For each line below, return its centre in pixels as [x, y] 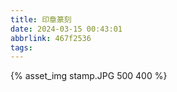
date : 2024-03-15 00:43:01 [66, 29]
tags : [21, 47]
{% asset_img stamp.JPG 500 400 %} [89, 76]
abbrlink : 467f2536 [51, 38]
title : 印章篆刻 [41, 19]
